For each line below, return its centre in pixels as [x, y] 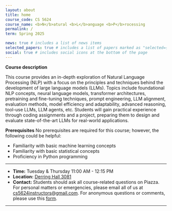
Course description [26, 67]
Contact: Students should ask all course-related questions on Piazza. [86, 182]
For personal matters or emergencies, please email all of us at [78, 187]
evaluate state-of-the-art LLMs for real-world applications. [67, 120]
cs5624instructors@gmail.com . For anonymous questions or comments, [89, 193]
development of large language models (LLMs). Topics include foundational [85, 88]
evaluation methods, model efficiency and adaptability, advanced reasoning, [86, 104]
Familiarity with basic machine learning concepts [64, 146]
